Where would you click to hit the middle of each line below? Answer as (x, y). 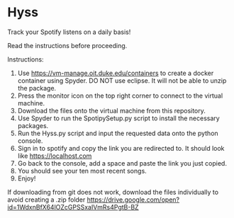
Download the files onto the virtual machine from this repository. (111, 110)
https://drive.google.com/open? (133, 200)
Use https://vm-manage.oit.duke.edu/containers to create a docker (116, 73)
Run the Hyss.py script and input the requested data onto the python (118, 133)
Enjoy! (27, 178)
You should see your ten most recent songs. (82, 171)
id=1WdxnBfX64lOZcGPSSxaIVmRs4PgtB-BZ (73, 207)
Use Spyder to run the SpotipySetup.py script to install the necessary (118, 118)
